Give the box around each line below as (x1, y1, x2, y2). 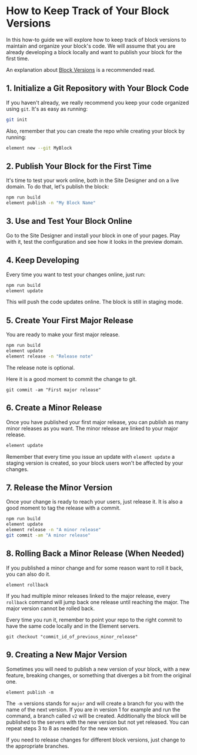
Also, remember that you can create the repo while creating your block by (6, 127, 185, 134)
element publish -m (6, 689, 54, 696)
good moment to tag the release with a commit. (6, 505, 121, 512)
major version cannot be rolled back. (6, 605, 95, 612)
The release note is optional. (6, 364, 75, 371)
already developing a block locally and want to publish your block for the (6, 48, 182, 55)
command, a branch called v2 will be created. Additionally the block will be (6, 712, 187, 719)
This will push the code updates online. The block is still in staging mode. (6, 299, 183, 306)
